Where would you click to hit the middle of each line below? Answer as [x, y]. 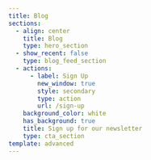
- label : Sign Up [59, 76]
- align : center [43, 31]
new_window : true [66, 83]
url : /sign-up [61, 106]
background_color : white [65, 114]
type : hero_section [56, 46]
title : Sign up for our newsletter [83, 128]
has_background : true [59, 121]
